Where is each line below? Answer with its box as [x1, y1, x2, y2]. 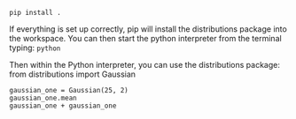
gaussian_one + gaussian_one [9, 101, 117, 110]
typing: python [9, 42, 61, 53]
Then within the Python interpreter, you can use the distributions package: [9, 60, 281, 70]
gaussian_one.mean [9, 93, 77, 102]
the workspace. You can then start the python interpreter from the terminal [9, 33, 282, 43]
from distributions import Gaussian [9, 69, 136, 79]
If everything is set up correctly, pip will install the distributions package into [9, 24, 288, 34]
